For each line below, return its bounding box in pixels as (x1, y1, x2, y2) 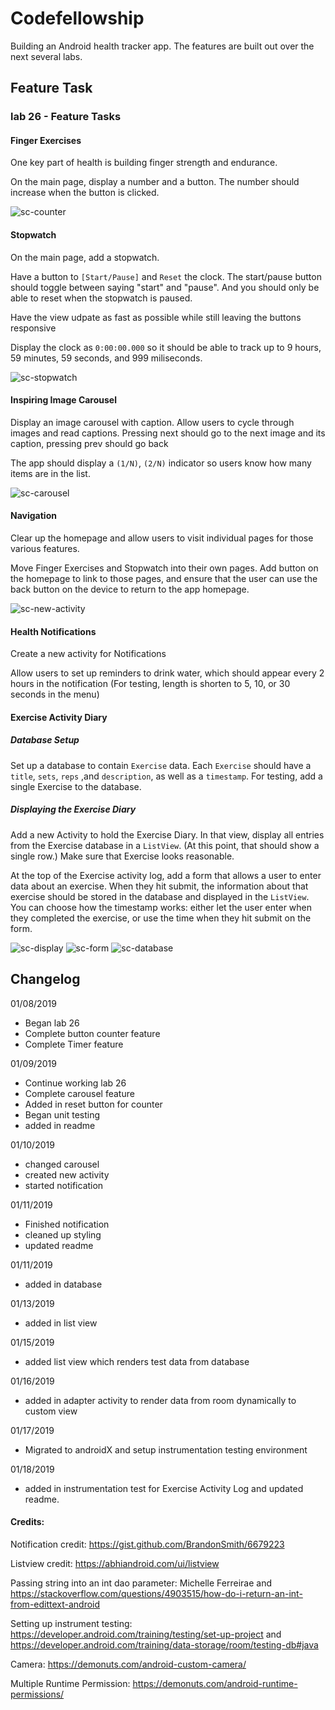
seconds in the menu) (10, 688, 100, 701)
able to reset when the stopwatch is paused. (10, 292, 193, 304)
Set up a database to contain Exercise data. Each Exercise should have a (10, 759, 312, 771)
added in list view (24, 1317, 98, 1329)
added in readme (24, 1119, 96, 1131)
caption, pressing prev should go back (10, 437, 169, 449)
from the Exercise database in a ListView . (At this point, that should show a (10, 839, 320, 851)
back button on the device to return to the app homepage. (10, 583, 250, 596)
